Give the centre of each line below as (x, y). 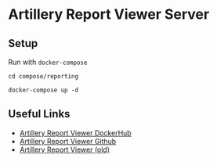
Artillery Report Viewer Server (109, 14)
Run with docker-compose (48, 62)
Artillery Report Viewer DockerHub (75, 133)
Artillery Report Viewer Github (68, 141)
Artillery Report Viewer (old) (65, 149)
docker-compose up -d (43, 90)
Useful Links (39, 114)
